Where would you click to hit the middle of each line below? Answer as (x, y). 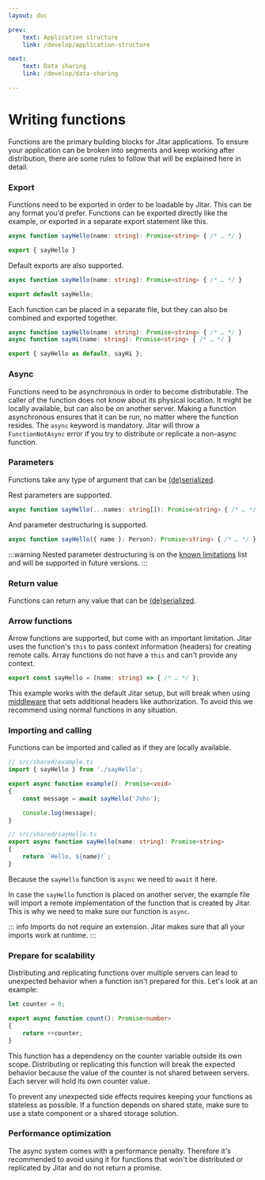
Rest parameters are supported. (60, 495)
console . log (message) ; (60, 813)
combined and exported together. (63, 318)
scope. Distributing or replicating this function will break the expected (122, 1064)
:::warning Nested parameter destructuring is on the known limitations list (128, 554)
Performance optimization (60, 1133)
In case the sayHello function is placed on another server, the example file (129, 894)
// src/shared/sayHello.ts (53, 835)
